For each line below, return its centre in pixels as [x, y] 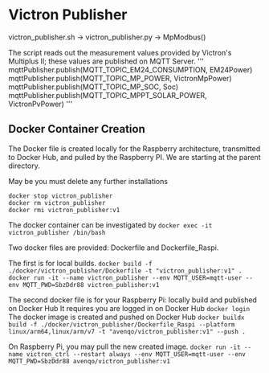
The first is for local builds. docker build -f [80, 263]
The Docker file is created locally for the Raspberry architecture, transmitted [134, 148]
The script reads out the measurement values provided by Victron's [120, 52]
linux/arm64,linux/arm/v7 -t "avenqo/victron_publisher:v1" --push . [127, 331]
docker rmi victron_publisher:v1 [64, 210]
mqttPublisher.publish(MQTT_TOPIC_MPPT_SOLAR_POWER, [108, 95]
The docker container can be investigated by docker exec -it [110, 225]
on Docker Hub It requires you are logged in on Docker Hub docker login [129, 308]
